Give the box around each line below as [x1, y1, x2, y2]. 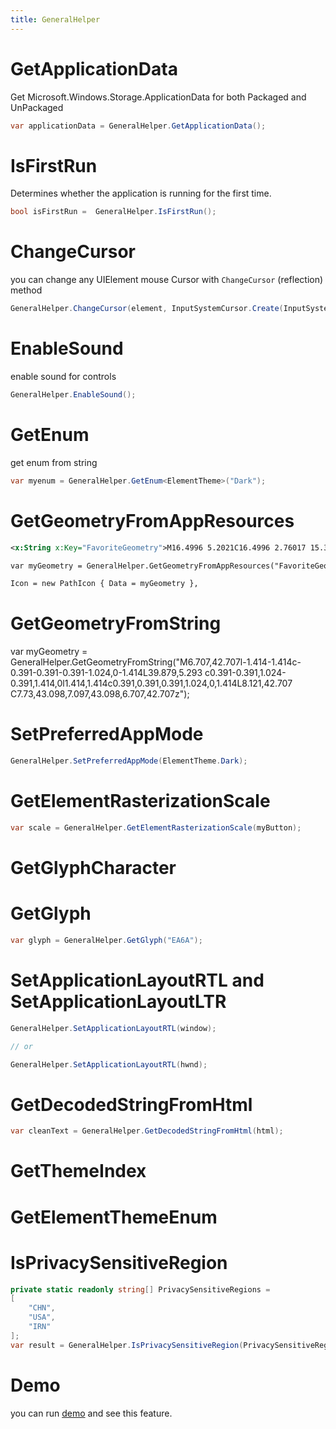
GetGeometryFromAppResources [10, 509, 295, 532]
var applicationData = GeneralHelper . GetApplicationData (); [10, 121, 267, 131]
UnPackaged [10, 101, 64, 113]
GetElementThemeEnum [10, 1206, 218, 1228]
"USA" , [28, 1312, 56, 1323]
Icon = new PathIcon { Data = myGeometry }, [10, 579, 199, 589]
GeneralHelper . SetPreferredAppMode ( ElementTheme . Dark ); [10, 756, 248, 766]
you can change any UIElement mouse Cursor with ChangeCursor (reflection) [10, 274, 324, 286]
